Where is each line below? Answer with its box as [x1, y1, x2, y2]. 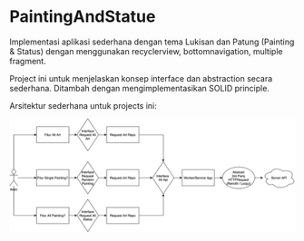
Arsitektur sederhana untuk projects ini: [9, 100, 157, 111]
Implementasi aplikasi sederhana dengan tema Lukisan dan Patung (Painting [9, 36, 295, 47]
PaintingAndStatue [9, 6, 156, 27]
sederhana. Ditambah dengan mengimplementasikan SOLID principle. [9, 82, 270, 93]
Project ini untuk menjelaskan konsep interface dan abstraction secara [9, 72, 273, 83]
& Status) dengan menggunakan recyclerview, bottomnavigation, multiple [9, 45, 283, 56]
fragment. [9, 55, 47, 66]
